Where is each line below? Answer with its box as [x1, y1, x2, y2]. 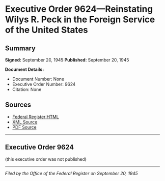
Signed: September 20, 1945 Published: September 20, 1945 [5, 57, 129, 62]
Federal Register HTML [12, 114, 59, 120]
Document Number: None [12, 76, 65, 82]
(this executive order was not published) [5, 156, 87, 162]
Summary [5, 44, 36, 52]
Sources [5, 101, 31, 109]
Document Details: [5, 66, 44, 72]
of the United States [5, 25, 88, 35]
